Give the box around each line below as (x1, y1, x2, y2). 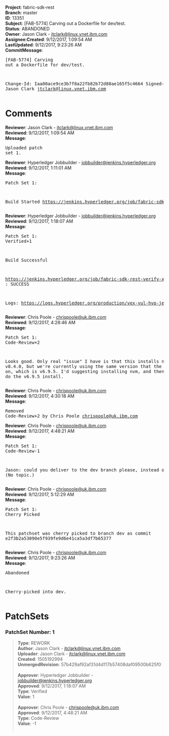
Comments (5, 108, 52, 119)
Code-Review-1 (5, 448, 40, 454)
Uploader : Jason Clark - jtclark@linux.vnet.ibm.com (17, 651, 126, 657)
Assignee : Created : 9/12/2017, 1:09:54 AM (5, 36, 92, 42)
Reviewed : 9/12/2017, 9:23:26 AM (5, 555, 75, 561)
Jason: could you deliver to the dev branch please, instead (5, 467, 159, 472)
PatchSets (5, 611, 49, 622)
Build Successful (5, 257, 48, 263)
